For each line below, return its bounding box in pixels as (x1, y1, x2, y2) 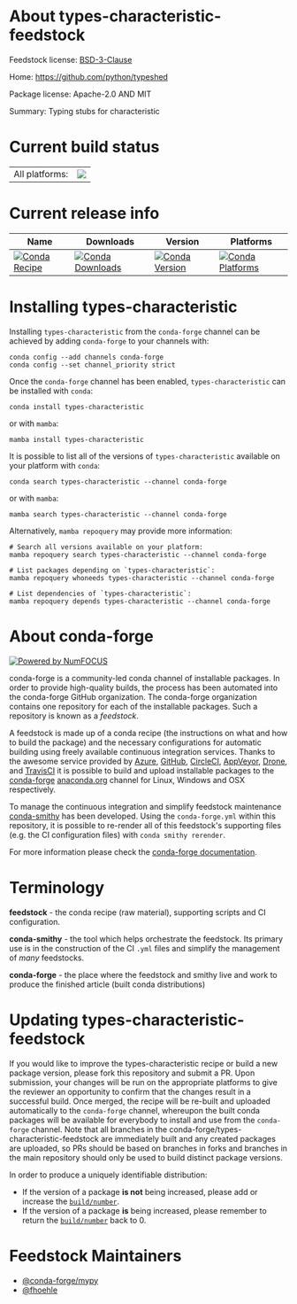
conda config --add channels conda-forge (9, 353, 164, 361)
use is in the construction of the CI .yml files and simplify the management (9, 943, 280, 953)
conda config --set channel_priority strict (9, 361, 176, 369)
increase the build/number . (21, 1196, 120, 1207)
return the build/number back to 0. (21, 1215, 147, 1225)
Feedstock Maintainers (9, 1246, 182, 1266)
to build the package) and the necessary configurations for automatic (9, 737, 263, 748)
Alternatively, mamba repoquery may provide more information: (9, 525, 232, 536)
